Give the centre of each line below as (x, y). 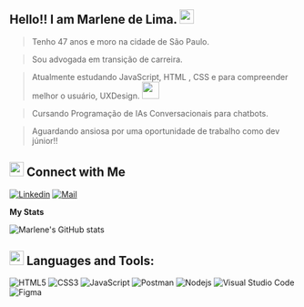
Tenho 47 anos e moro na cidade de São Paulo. (120, 41)
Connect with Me (76, 173)
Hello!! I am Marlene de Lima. (93, 20)
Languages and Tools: (90, 261)
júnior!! (45, 140)
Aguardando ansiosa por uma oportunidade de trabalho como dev (156, 131)
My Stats (27, 211)
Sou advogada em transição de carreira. (107, 59)
